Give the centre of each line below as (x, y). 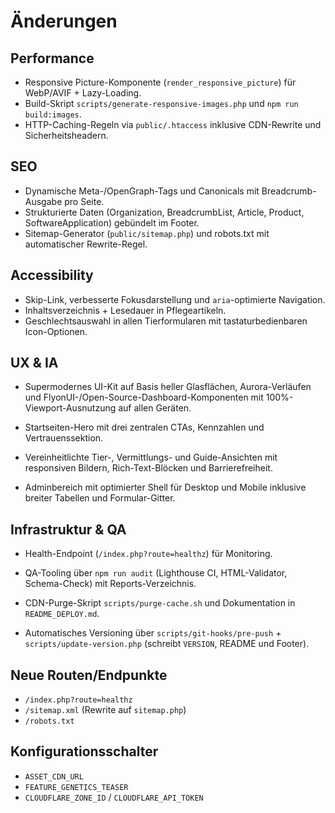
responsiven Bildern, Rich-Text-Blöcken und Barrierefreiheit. (148, 468)
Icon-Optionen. (56, 331)
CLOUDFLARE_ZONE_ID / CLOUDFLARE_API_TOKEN (114, 797)
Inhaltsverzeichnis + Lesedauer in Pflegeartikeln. (125, 310)
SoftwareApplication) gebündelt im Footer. (112, 222)
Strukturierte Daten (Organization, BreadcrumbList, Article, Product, (164, 212)
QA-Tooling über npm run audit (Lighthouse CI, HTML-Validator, (156, 573)
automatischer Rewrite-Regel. (86, 244)
